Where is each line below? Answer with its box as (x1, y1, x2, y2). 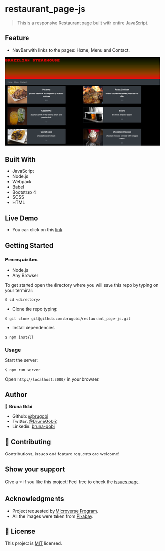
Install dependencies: (12, 324, 56, 330)
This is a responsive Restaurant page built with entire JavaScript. (17, 20, 149, 26)
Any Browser (12, 272, 38, 278)
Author (5, 390, 27, 399)
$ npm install (5, 335, 34, 340)
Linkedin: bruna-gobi (12, 423, 55, 429)
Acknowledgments (5, 495, 65, 503)
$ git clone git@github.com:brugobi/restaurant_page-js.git (5, 316, 131, 321)
